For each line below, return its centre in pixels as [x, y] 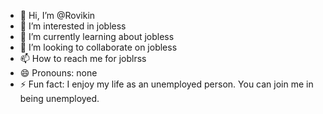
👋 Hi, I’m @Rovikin [57, 15]
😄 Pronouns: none [58, 73]
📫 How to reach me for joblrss [83, 58]
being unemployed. [59, 98]
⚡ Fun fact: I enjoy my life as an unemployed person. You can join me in [166, 84]
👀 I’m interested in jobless [73, 26]
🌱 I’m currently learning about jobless [97, 36]
